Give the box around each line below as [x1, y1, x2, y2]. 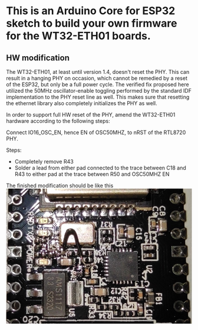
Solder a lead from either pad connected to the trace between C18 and [14, 164, 187, 171]
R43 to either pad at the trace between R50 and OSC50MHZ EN [14, 171, 170, 178]
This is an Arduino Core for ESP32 [6, 4, 176, 18]
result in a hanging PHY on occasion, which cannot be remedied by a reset [6, 75, 187, 81]
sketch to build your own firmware [6, 17, 177, 30]
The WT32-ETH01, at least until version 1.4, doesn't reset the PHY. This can [6, 68, 190, 75]
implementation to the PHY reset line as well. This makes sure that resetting [6, 93, 190, 100]
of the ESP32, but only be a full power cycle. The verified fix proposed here [6, 81, 190, 88]
